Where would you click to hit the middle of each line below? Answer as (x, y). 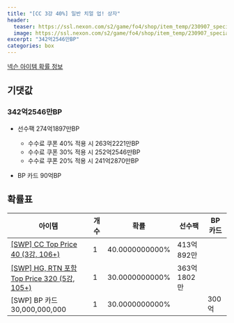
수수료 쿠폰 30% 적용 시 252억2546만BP (84, 152)
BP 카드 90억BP (39, 175)
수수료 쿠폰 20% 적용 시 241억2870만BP (83, 160)
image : (23, 33)
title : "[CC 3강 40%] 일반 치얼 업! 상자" (64, 14)
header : (18, 20)
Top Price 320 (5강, (43, 279)
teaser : (25, 26)
